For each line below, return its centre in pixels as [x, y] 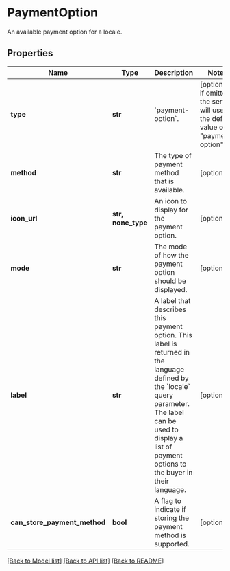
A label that [172, 300]
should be [170, 281]
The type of [172, 155]
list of [163, 447]
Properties [30, 53]
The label [169, 412]
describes [170, 309]
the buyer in [173, 472]
